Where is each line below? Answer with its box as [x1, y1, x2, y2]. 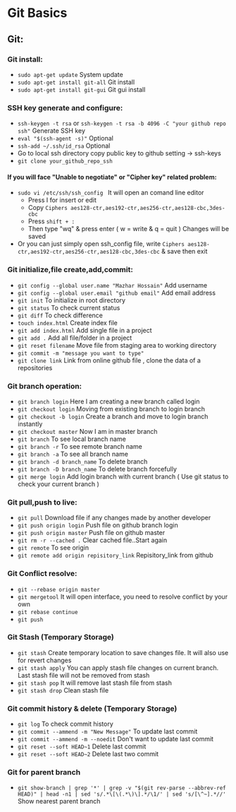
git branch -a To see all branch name [17, 449, 129, 458]
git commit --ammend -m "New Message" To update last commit [17, 727, 198, 736]
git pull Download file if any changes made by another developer [17, 514, 211, 522]
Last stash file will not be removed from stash [17, 671, 150, 679]
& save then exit [161, 247, 208, 256]
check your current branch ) [17, 479, 100, 488]
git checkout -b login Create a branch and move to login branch [17, 412, 209, 420]
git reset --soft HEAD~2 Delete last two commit [17, 750, 159, 758]
